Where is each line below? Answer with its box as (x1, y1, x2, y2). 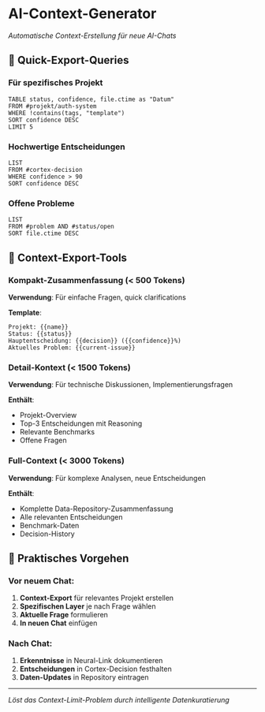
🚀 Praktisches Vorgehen (8, 551, 129, 565)
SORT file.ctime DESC (8, 229, 80, 237)
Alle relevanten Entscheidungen (19, 512, 124, 521)
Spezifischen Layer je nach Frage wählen (19, 602, 156, 611)
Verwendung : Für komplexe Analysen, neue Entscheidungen (8, 473, 207, 483)
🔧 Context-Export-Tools (8, 251, 128, 264)
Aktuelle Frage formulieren (19, 610, 109, 620)
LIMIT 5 (8, 123, 34, 131)
